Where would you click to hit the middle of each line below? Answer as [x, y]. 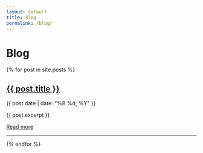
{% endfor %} [24, 144]
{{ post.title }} [33, 89]
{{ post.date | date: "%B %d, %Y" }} [51, 103]
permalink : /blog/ [29, 23]
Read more [20, 127]
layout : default [27, 12]
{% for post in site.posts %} [41, 70]
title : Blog [21, 18]
